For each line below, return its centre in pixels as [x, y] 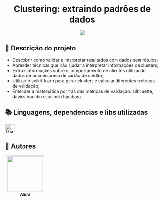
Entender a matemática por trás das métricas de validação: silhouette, [83, 91]
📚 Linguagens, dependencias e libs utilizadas [77, 113]
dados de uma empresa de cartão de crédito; [58, 75]
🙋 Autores [21, 146]
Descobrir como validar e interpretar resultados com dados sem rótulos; [85, 60]
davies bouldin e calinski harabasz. [47, 96]
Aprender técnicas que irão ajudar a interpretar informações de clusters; [85, 65]
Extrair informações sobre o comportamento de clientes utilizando [79, 70]
